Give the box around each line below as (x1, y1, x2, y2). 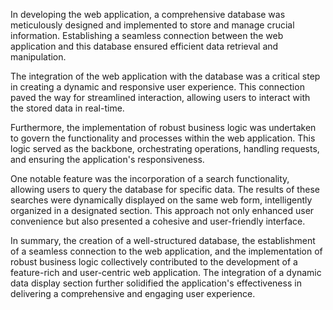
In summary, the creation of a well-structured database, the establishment (10, 235, 316, 246)
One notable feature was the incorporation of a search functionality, (10, 173, 290, 184)
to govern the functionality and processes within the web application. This (10, 132, 316, 144)
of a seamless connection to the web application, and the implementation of (10, 245, 323, 257)
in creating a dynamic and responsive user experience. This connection (10, 81, 305, 93)
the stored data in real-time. (10, 102, 125, 114)
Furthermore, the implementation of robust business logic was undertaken (10, 122, 317, 133)
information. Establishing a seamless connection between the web (10, 30, 284, 41)
